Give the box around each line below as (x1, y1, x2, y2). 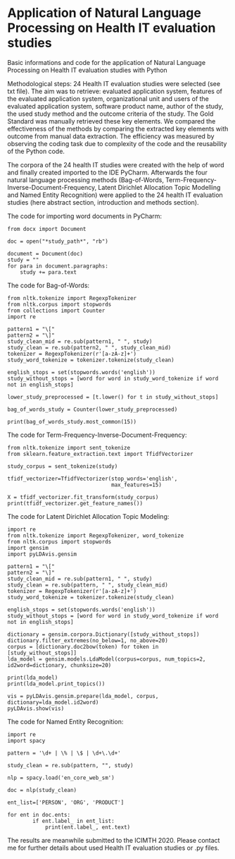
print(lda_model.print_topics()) (7, 680, 106, 687)
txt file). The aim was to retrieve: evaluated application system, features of (7, 87, 223, 95)
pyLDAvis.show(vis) (7, 704, 65, 712)
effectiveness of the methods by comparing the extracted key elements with (7, 124, 229, 133)
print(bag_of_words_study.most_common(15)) (7, 418, 137, 425)
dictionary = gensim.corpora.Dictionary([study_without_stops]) (7, 630, 200, 638)
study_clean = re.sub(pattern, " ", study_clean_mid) (7, 581, 169, 589)
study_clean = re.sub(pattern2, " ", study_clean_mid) (7, 344, 172, 351)
